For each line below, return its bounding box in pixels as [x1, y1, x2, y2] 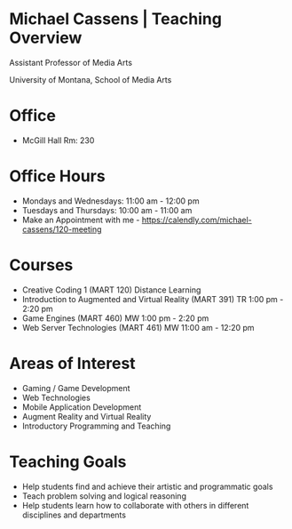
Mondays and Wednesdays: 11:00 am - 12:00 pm [21, 196, 200, 206]
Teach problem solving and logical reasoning [21, 490, 186, 501]
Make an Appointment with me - [21, 214, 140, 225]
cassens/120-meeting [21, 223, 102, 235]
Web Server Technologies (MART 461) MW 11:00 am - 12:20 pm [21, 322, 255, 333]
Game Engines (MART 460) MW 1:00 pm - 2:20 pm [21, 312, 209, 324]
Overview [9, 28, 83, 48]
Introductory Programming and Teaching [21, 421, 171, 431]
